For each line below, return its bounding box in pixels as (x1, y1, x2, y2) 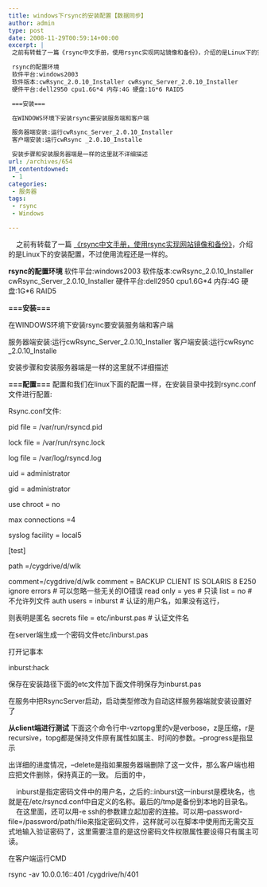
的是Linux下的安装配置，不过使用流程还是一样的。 (8, 249, 172, 259)
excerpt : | (8, 41, 44, 49)
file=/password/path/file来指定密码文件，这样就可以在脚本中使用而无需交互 (8, 816, 254, 826)
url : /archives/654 (8, 158, 73, 166)
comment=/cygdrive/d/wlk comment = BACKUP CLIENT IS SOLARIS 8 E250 (8, 576, 257, 586)
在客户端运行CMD (8, 854, 67, 863)
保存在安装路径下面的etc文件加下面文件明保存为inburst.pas (8, 679, 202, 689)
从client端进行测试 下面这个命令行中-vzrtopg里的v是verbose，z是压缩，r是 (8, 723, 256, 732)
